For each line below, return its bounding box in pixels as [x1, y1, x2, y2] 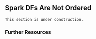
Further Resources [5, 28, 51, 35]
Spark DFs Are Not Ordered [5, 4, 92, 12]
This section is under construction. [5, 17, 84, 22]
